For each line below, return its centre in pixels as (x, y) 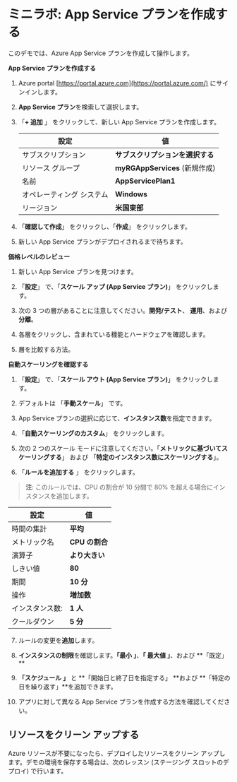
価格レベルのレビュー (39, 256)
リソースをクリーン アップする (74, 735)
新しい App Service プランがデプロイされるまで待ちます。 (103, 242)
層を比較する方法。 (46, 349)
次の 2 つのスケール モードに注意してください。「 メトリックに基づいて (120, 448)
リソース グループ (51, 168)
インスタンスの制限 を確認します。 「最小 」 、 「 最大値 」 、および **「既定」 (123, 655)
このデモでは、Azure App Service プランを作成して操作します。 (101, 53)
